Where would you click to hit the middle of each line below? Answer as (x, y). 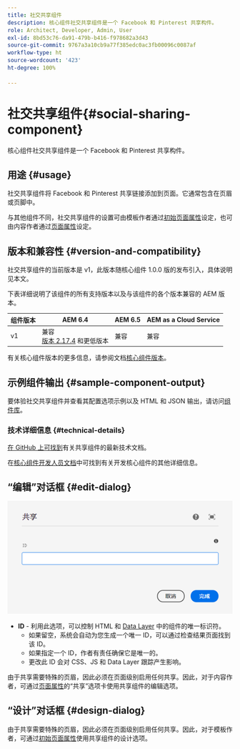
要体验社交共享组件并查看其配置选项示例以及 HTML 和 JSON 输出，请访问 (116, 401)
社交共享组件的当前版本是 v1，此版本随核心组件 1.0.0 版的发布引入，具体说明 (120, 270)
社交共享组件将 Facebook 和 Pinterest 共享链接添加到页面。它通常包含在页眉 (120, 194)
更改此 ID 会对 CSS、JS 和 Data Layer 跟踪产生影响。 (107, 662)
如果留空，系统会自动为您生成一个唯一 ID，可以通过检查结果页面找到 (129, 635)
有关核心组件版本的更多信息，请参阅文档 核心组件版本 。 (89, 358)
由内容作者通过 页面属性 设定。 (51, 227)
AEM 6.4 (75, 320)
